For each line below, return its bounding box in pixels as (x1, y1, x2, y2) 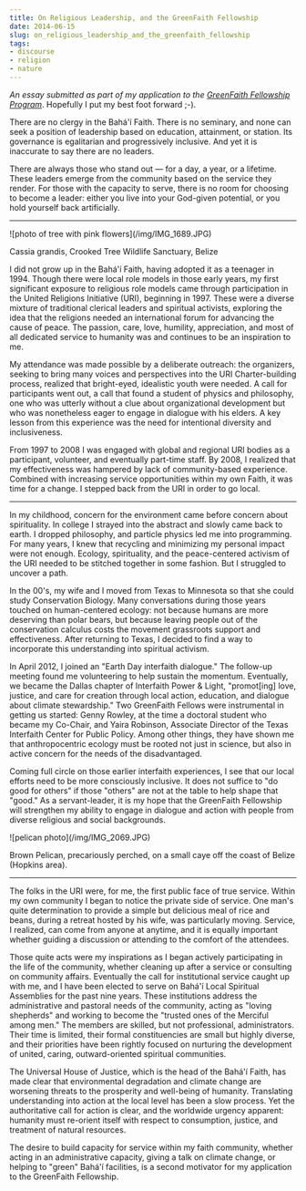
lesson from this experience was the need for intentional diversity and (9, 417, 271, 428)
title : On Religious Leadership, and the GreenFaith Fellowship (9, 13, 259, 23)
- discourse (9, 47, 55, 57)
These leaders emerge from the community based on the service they (9, 172, 272, 183)
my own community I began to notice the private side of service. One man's (9, 895, 294, 906)
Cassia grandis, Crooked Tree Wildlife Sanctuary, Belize (9, 245, 219, 256)
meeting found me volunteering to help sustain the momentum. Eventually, (9, 670, 289, 681)
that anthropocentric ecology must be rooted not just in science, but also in (9, 738, 291, 749)
